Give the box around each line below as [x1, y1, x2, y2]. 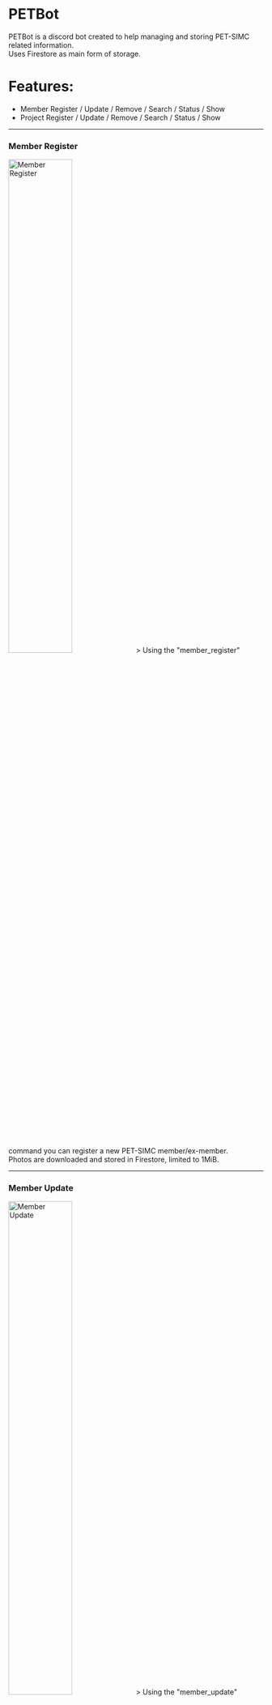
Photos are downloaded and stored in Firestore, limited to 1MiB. [8, 1155, 219, 1165]
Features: [8, 78, 74, 96]
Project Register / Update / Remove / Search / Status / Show [19, 113, 221, 122]
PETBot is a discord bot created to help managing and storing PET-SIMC [8, 32, 250, 41]
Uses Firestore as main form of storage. [8, 49, 141, 58]
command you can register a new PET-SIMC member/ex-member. [8, 1146, 228, 1156]
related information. [8, 40, 74, 49]
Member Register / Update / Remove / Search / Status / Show [19, 104, 225, 113]
